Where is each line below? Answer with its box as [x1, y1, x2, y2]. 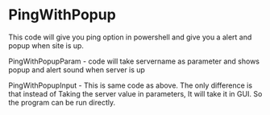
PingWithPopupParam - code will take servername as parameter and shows [8, 56, 260, 66]
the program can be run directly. [8, 97, 116, 107]
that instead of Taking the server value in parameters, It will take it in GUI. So [8, 88, 263, 98]
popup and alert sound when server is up [8, 64, 145, 74]
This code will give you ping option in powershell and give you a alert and [8, 32, 252, 42]
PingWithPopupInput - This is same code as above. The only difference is [8, 80, 252, 90]
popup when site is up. [8, 40, 85, 50]
